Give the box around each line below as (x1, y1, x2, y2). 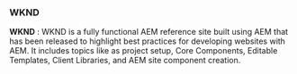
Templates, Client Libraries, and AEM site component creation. (9, 55, 241, 66)
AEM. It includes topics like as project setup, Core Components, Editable (9, 45, 278, 56)
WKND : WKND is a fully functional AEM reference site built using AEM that (9, 27, 289, 37)
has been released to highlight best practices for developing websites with (9, 36, 286, 46)
